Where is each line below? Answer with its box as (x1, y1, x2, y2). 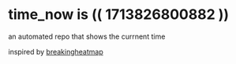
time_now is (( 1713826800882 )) (8, 6, 230, 24)
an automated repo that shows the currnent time (8, 32, 166, 41)
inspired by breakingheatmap (8, 47, 104, 56)
